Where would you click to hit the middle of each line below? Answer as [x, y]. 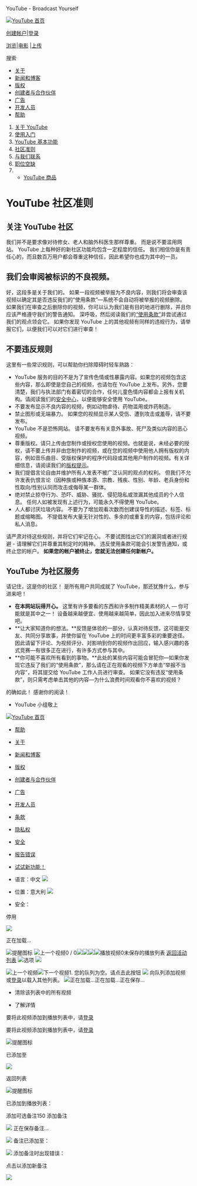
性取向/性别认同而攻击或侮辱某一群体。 [62, 487]
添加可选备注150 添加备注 [37, 1116]
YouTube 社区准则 [50, 204]
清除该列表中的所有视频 [43, 993]
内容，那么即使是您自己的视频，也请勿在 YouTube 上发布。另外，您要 [104, 384]
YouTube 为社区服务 [43, 571]
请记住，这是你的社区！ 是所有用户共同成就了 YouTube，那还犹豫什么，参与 [98, 586]
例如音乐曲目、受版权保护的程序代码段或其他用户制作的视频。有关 [105, 458]
